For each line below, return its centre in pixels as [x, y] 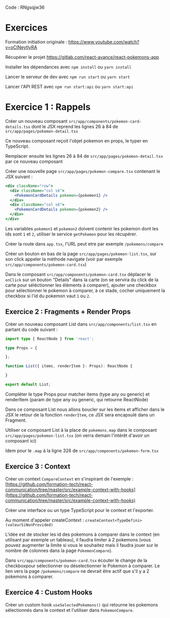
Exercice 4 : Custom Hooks [49, 592]
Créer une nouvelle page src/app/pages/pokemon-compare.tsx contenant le [83, 171]
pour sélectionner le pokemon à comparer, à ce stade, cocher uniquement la [85, 290]
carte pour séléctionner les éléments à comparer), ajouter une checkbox [81, 285]
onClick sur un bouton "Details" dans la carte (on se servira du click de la [82, 280]
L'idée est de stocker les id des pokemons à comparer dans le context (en [82, 534]
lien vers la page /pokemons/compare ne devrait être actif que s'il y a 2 [77, 571]
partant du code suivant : [31, 329]
